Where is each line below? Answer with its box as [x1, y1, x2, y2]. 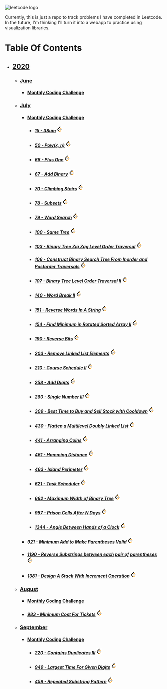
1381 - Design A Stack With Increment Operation [27, 573, 130, 579]
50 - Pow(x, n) [34, 142, 65, 148]
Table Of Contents [5, 42, 82, 54]
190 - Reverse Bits [34, 336, 73, 342]
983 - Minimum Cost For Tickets [27, 611, 96, 617]
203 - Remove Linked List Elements [34, 350, 110, 356]
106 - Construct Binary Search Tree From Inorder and [34, 256, 148, 262]
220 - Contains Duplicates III [34, 650, 96, 656]
